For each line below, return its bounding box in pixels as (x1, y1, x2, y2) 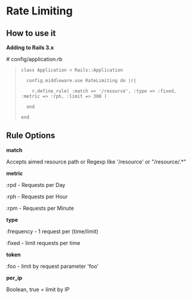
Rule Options (6, 131, 56, 141)
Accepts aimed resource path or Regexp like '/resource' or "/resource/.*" (6, 158, 187, 165)
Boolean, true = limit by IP (6, 286, 70, 293)
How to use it (6, 28, 56, 38)
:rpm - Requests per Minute (6, 204, 74, 212)
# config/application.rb (6, 56, 63, 62)
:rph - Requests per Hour (6, 193, 68, 200)
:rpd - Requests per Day (6, 181, 66, 188)
